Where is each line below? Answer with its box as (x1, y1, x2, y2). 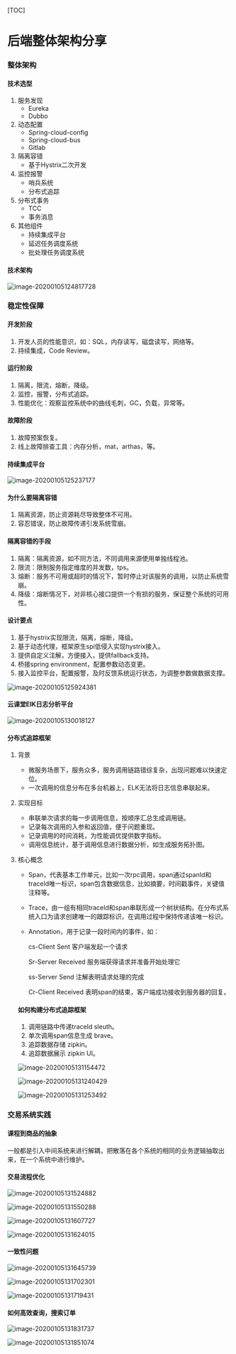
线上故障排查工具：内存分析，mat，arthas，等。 (17, 442, 159, 451)
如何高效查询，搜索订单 (7, 1308, 76, 1317)
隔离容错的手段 (7, 537, 51, 546)
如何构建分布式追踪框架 (17, 1005, 86, 1014)
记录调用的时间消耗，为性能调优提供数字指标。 (28, 832, 165, 840)
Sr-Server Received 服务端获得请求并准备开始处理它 (28, 957, 181, 966)
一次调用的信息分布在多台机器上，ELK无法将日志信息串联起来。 (28, 783, 214, 792)
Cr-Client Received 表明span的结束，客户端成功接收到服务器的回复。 (28, 988, 230, 996)
